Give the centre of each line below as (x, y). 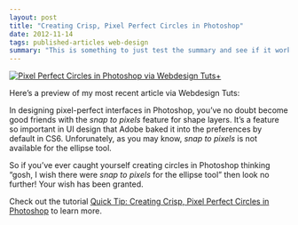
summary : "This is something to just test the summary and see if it (141, 51)
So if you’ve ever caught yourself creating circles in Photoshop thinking (140, 165)
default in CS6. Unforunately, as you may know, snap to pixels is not (133, 139)
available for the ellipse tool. (61, 149)
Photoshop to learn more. (55, 211)
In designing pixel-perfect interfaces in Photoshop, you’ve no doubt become (149, 110)
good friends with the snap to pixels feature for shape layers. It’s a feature (144, 120)
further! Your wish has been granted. (76, 184)
